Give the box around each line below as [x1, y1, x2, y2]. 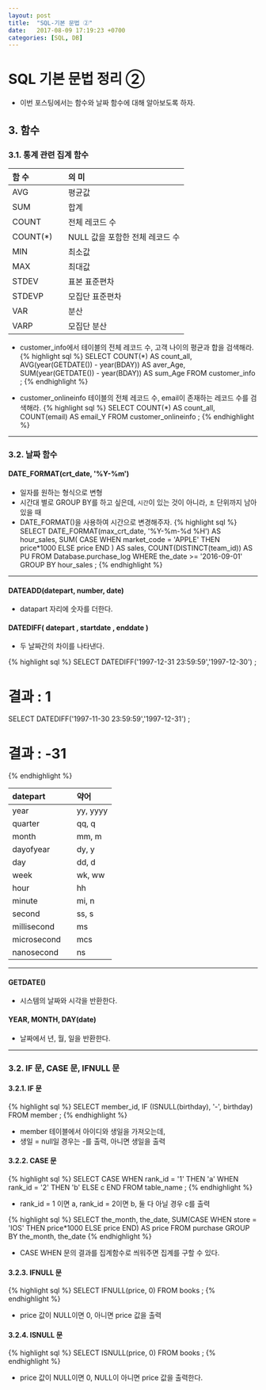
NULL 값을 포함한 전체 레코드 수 [68, 231, 180, 242]
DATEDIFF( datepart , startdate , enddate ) [8, 623, 149, 632]
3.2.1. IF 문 [8, 1083, 42, 1094]
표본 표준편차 [68, 276, 115, 287]
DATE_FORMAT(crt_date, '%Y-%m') [8, 469, 130, 479]
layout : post [8, 11, 51, 20]
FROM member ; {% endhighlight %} [8, 1110, 128, 1120]
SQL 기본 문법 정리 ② [8, 71, 145, 88]
